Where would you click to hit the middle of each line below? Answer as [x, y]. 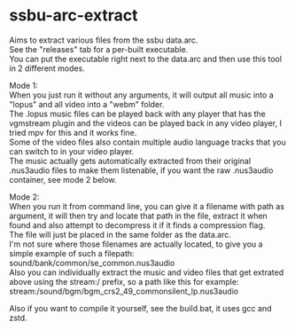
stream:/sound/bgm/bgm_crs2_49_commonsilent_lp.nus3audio [124, 291]
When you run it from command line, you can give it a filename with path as [147, 206]
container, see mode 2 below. [63, 179]
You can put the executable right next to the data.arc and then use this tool [145, 59]
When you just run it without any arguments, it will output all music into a [142, 95]
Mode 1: [23, 85]
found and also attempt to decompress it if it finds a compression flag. [137, 225]
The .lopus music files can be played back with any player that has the [137, 114]
